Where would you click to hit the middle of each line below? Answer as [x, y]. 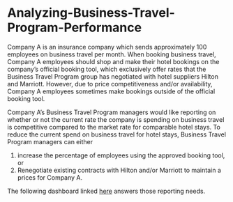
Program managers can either [50, 141]
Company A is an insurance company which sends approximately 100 [107, 47]
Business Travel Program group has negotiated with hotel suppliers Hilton [113, 76]
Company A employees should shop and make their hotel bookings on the [113, 61]
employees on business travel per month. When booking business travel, [112, 54]
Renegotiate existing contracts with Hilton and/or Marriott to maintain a [119, 170]
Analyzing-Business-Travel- [91, 13]
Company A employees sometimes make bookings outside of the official [111, 91]
